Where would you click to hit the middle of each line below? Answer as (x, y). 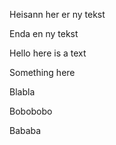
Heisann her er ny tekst (57, 14)
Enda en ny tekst (44, 33)
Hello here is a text (48, 53)
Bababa (25, 130)
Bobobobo (31, 111)
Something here (42, 72)
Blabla (22, 92)
